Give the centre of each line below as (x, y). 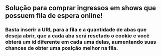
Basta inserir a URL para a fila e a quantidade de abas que (76, 30)
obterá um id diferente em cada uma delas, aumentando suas (81, 42)
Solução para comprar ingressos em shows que (80, 8)
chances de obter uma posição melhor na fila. (62, 48)
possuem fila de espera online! (54, 16)
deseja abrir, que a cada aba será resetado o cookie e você (78, 36)
